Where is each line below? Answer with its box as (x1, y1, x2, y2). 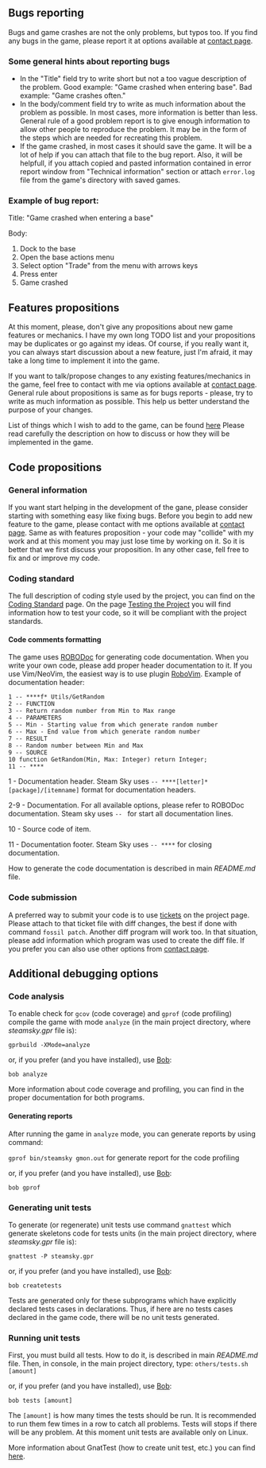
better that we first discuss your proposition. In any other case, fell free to (8, 544, 249, 554)
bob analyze (8, 1070, 48, 1079)
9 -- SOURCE (8, 749, 48, 757)
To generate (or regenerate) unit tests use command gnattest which (8, 1220, 232, 1229)
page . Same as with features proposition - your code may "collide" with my (8, 528, 254, 537)
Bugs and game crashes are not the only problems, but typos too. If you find (8, 27, 258, 37)
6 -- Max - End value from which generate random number (8, 728, 201, 736)
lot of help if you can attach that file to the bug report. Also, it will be (19, 150, 243, 160)
